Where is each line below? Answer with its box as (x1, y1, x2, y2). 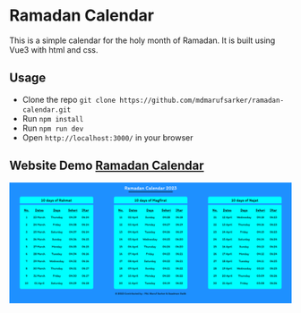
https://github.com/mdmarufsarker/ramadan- (119, 96, 285, 105)
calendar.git (21, 105, 72, 114)
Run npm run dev (21, 123, 84, 133)
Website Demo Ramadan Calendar (9, 158, 204, 173)
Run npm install (21, 113, 84, 123)
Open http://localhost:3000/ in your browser (21, 131, 193, 143)
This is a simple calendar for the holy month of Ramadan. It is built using (9, 35, 276, 46)
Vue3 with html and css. (9, 44, 99, 55)
